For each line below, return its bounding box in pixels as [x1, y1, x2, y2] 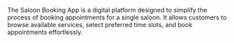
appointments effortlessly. [7, 28, 83, 36]
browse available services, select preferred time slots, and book [7, 21, 193, 28]
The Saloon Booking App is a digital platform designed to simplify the [7, 6, 207, 14]
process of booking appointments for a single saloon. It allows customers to [7, 13, 227, 21]
